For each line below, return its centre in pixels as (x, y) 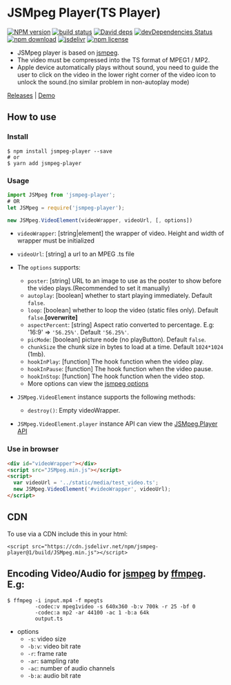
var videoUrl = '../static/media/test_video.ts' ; (86, 483)
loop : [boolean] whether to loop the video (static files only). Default (123, 310)
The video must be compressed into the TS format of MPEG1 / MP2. (113, 59)
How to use (32, 117)
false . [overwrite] (52, 318)
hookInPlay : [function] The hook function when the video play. (116, 362)
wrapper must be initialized (56, 241)
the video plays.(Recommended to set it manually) (99, 288)
